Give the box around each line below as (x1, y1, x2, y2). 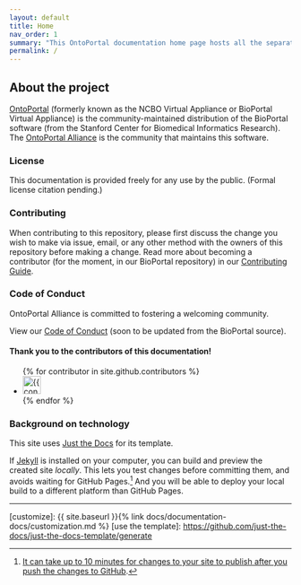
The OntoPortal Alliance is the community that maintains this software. (9, 132, 270, 143)
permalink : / (9, 47, 58, 56)
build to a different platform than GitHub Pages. (9, 485, 184, 496)
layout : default (9, 13, 70, 22)
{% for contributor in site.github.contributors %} (21, 366, 200, 377)
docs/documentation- (146, 511, 227, 521)
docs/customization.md (9, 520, 97, 531)
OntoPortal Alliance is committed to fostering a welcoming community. (9, 308, 270, 319)
